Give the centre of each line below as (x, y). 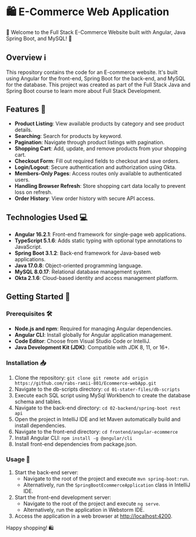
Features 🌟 (26, 109)
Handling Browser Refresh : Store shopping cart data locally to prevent (100, 185)
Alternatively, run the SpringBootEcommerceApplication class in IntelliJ (107, 485)
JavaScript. (28, 247)
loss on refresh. (33, 192)
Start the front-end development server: (63, 497)
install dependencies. (40, 425)
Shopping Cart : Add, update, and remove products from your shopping (101, 148)
